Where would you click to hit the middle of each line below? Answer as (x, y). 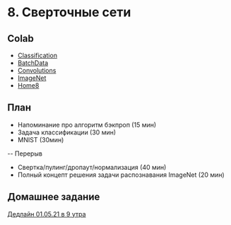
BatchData (33, 63)
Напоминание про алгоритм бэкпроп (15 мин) (87, 125)
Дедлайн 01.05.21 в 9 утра (47, 214)
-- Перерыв (25, 154)
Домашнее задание (54, 197)
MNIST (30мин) (41, 139)
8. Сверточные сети (69, 12)
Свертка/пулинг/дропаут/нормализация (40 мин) (92, 167)
